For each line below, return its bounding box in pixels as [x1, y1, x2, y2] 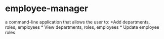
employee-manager [5, 3, 88, 14]
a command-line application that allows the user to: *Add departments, [5, 19, 150, 25]
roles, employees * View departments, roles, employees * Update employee [5, 24, 160, 30]
